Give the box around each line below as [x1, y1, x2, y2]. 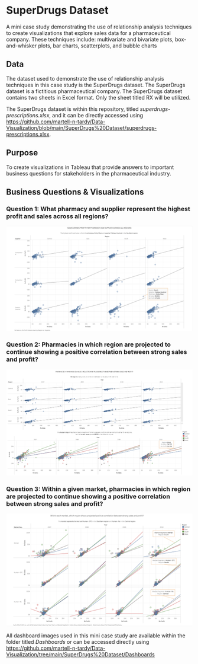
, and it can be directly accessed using [49, 111, 144, 119]
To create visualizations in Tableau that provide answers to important [6, 164, 174, 171]
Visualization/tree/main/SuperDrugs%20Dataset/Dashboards [6, 650, 155, 658]
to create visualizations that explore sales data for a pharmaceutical [6, 29, 171, 36]
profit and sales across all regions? [6, 212, 109, 220]
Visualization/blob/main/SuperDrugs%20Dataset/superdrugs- [6, 124, 157, 131]
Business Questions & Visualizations [6, 187, 144, 197]
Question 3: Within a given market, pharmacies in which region [6, 485, 191, 493]
